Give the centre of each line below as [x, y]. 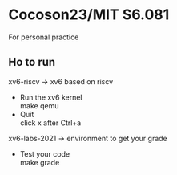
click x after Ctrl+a [50, 123]
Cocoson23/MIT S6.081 [89, 15]
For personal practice [44, 37]
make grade [40, 162]
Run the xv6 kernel [51, 97]
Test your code [45, 153]
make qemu [39, 105]
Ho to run [32, 62]
